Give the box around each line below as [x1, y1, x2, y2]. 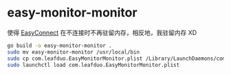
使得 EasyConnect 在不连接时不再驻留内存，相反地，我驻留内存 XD [7, 28, 197, 36]
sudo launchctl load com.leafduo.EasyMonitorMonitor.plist [7, 61, 180, 68]
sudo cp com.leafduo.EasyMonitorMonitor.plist [7, 55, 143, 62]
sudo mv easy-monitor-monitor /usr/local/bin [7, 48, 140, 56]
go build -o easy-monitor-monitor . [7, 42, 112, 49]
